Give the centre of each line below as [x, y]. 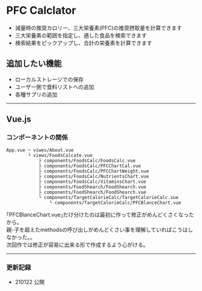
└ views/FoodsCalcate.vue [60, 156]
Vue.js [19, 119]
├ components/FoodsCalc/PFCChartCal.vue [90, 166]
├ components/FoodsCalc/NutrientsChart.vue [93, 177]
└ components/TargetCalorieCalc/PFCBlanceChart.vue [115, 203]
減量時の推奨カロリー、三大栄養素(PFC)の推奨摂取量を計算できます [98, 28]
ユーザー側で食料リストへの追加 [54, 87]
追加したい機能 [34, 64]
